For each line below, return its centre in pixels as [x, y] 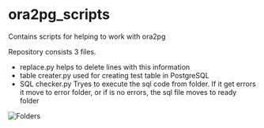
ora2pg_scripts [59, 15]
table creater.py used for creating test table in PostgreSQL [114, 75]
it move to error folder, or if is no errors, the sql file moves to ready [128, 92]
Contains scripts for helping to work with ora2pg [87, 36]
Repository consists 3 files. [52, 51]
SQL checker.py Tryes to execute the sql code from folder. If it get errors [138, 84]
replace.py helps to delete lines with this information [105, 67]
